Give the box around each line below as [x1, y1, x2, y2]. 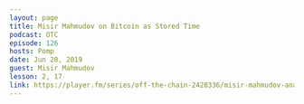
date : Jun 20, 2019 [9, 55, 83, 64]
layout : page [9, 13, 59, 23]
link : [9, 80, 30, 90]
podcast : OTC [9, 30, 59, 39]
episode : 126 [9, 38, 59, 48]
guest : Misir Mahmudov [9, 64, 95, 73]
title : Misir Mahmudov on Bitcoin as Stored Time [9, 22, 201, 31]
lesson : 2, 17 [9, 72, 63, 81]
